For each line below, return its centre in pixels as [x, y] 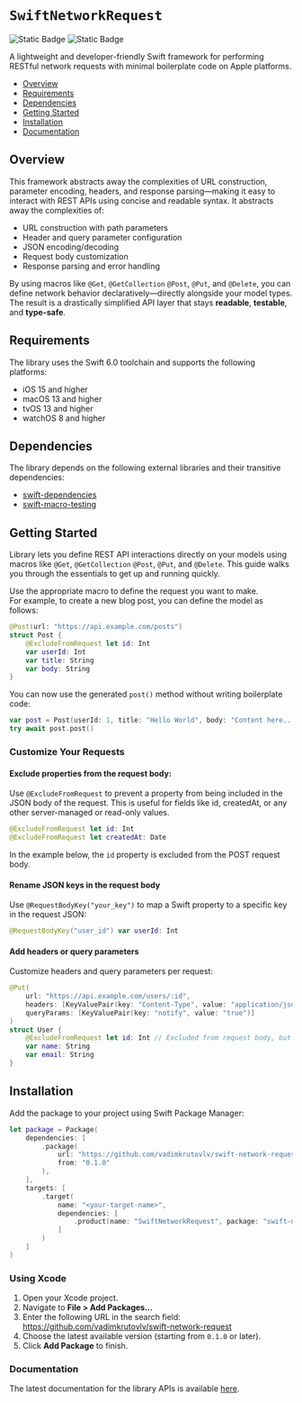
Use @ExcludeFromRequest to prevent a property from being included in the [146, 793]
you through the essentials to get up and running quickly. [115, 574]
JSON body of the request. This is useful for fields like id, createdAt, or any [148, 803]
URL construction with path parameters [95, 227]
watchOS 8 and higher [64, 418]
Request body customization [75, 256]
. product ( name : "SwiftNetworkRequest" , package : [166, 1222]
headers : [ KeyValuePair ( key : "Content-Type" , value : [126, 1004]
